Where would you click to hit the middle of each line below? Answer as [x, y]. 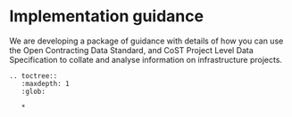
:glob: [33, 91]
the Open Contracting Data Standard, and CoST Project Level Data [132, 50]
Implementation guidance [106, 16]
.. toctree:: [33, 76]
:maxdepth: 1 [45, 83]
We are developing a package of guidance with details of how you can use [146, 41]
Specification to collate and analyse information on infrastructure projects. [146, 59]
